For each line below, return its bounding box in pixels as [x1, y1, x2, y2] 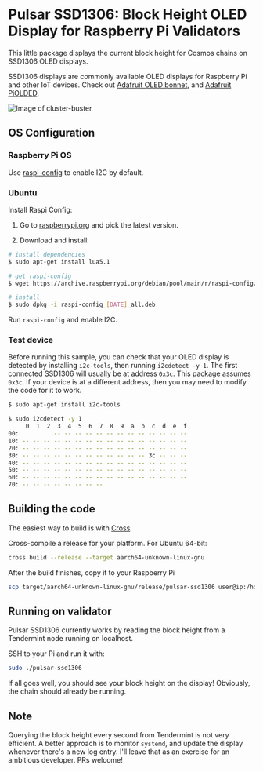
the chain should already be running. [8, 686, 127, 696]
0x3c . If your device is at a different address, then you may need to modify [8, 377, 247, 387]
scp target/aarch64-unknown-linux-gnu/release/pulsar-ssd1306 [8, 583, 215, 591]
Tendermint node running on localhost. [8, 634, 134, 643]
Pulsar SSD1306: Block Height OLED [8, 5, 247, 24]
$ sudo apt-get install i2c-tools [8, 401, 121, 409]
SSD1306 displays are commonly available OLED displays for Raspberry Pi [8, 71, 248, 81]
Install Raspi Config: [8, 205, 73, 214]
